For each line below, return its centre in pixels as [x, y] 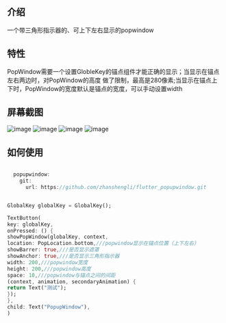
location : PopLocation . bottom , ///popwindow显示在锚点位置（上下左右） [103, 244]
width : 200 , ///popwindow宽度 [48, 262]
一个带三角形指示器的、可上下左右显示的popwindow [80, 30]
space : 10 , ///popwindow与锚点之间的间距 [61, 275]
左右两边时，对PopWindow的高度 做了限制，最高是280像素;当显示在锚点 [109, 80]
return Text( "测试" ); [37, 288]
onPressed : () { [30, 231]
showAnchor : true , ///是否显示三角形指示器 [63, 256]
